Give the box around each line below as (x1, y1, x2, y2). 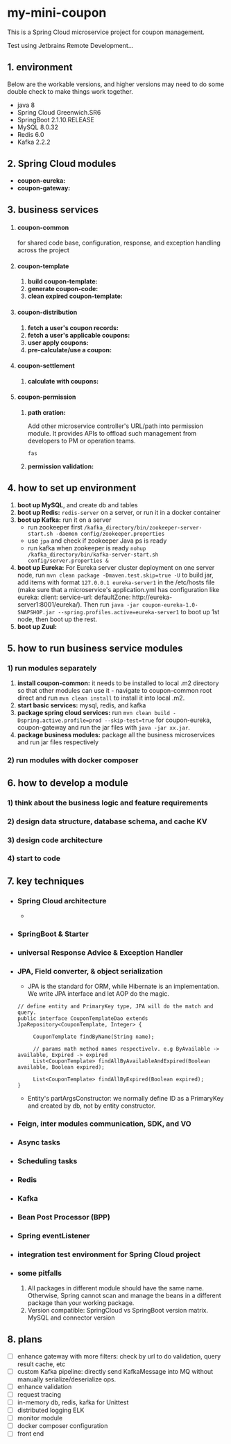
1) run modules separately (7, 664, 97, 673)
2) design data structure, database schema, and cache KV (7, 817, 207, 826)
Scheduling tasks (17, 1156, 78, 1166)
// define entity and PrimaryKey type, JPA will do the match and (17, 1003, 214, 1010)
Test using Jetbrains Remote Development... (7, 41, 134, 49)
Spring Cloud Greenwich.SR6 (17, 108, 101, 116)
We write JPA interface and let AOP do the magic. (27, 990, 170, 998)
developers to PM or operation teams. (27, 436, 136, 445)
